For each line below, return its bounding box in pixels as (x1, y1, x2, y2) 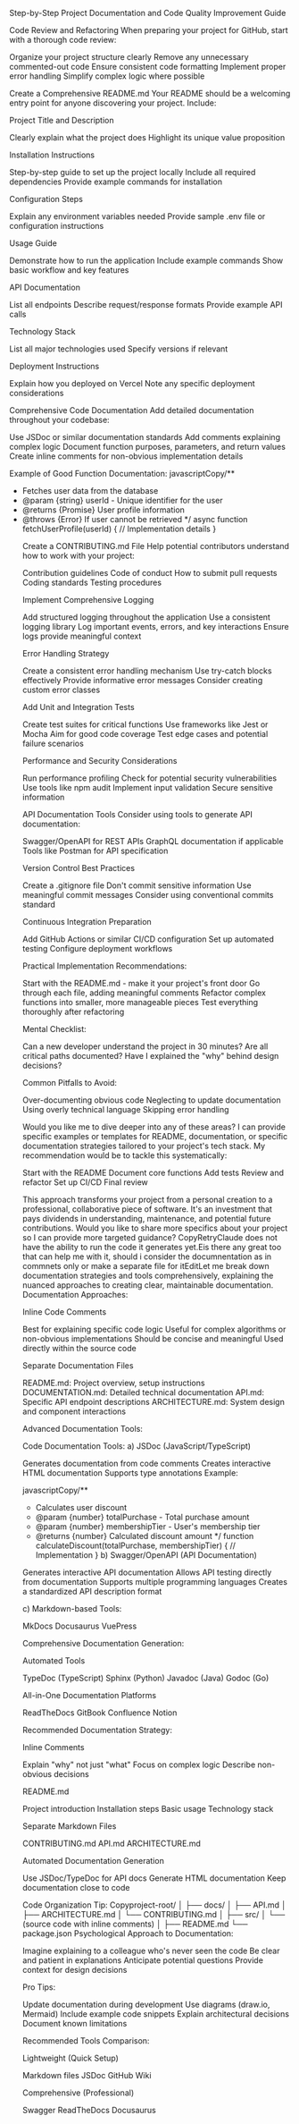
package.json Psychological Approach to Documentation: (21, 1928, 234, 1939)
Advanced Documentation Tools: (21, 1424, 143, 1434)
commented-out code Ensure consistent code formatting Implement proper (9, 62, 287, 72)
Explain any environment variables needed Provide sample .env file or (9, 211, 266, 222)
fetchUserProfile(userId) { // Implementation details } (21, 523, 217, 534)
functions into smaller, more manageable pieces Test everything (21, 997, 259, 1007)
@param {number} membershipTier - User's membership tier (35, 1521, 261, 1532)
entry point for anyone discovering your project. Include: (9, 97, 217, 108)
